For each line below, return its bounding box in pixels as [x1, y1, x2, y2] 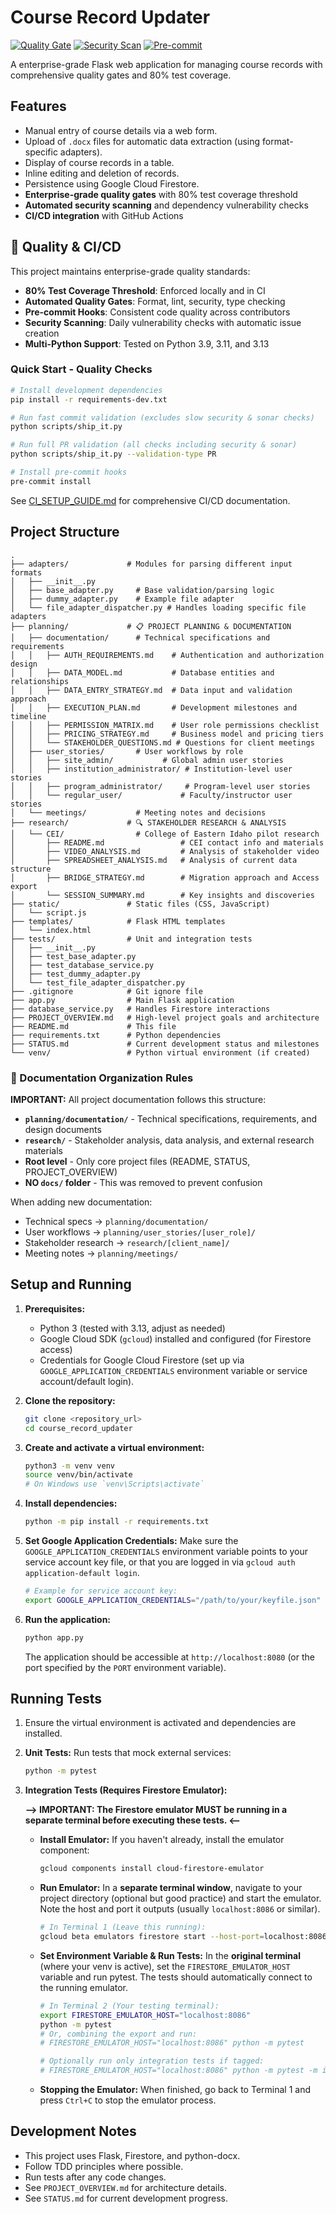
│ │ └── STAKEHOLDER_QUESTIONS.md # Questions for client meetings [10, 737, 315, 748]
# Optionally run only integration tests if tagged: [39, 2056, 265, 2066]
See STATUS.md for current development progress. [24, 2192, 228, 2204]
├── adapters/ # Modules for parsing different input [10, 559, 293, 569]
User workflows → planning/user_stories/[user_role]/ [24, 1226, 256, 1238]
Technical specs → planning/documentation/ [24, 1215, 209, 1227]
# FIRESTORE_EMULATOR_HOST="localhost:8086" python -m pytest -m [39, 2066, 318, 2076]
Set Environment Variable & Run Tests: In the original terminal [39, 1949, 301, 1961]
